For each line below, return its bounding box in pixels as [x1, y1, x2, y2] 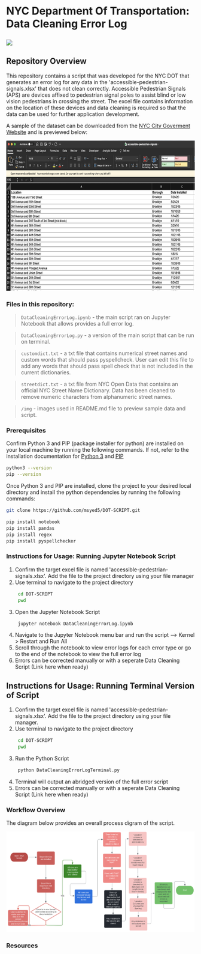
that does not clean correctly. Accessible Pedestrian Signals [38, 85, 187, 92]
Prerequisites [6, 426, 46, 434]
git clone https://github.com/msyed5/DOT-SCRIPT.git [6, 508, 141, 514]
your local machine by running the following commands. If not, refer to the [6, 446, 190, 454]
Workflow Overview [6, 806, 66, 814]
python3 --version [6, 465, 52, 471]
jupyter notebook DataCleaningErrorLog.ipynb [17, 621, 133, 627]
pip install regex [6, 532, 52, 538]
